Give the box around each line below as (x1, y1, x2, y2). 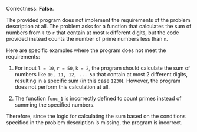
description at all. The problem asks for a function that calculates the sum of (6, 23, 192, 30)
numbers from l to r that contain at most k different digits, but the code (6, 29, 179, 36)
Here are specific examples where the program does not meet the (6, 47, 166, 54)
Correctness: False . (6, 5, 54, 12)
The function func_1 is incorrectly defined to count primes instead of (14, 95, 182, 102)
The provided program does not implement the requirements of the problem (6, 17, 191, 23)
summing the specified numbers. (14, 101, 96, 108)
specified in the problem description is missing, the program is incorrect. (6, 119, 183, 126)
